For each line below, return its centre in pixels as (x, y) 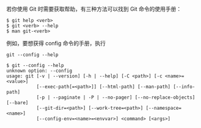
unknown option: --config (39, 71)
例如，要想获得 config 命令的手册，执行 (56, 43)
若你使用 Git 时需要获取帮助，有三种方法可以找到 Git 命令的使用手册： (94, 9)
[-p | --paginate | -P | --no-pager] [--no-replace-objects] (116, 98)
